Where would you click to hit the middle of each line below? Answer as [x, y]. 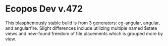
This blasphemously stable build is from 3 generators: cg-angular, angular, [83, 23]
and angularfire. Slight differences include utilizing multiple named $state [81, 28]
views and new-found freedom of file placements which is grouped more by [84, 33]
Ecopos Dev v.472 [44, 9]
